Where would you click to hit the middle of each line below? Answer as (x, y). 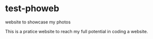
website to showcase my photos (38, 22)
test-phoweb (32, 9)
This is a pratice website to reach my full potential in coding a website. (76, 31)
